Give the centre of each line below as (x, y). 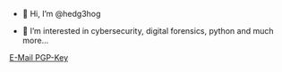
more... (35, 40)
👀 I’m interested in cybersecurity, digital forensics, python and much (148, 31)
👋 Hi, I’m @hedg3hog (61, 14)
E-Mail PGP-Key (39, 57)
